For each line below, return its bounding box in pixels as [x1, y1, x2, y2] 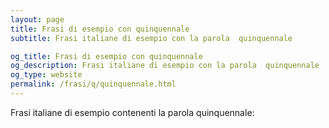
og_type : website [10, 70, 83, 80]
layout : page [10, 14, 65, 25]
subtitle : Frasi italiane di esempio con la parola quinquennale [10, 33, 293, 43]
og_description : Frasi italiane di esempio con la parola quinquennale [10, 61, 320, 71]
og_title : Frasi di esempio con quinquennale [10, 51, 203, 61]
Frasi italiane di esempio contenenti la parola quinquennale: [10, 106, 255, 118]
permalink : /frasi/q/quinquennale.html [10, 79, 177, 90]
